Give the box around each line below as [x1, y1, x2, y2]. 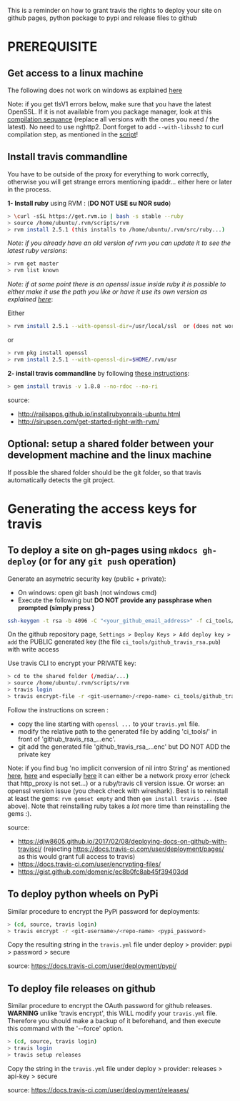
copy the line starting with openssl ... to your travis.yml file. [17, 719, 200, 728]
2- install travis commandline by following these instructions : [7, 369, 190, 377]
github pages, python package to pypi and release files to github [7, 14, 198, 22]
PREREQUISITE [7, 39, 98, 55]
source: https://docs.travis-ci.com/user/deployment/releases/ [7, 1085, 189, 1094]
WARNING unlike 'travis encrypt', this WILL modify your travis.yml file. [7, 1009, 218, 1017]
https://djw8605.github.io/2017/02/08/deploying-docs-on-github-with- [17, 837, 227, 845]
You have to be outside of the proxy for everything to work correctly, [7, 169, 209, 178]
